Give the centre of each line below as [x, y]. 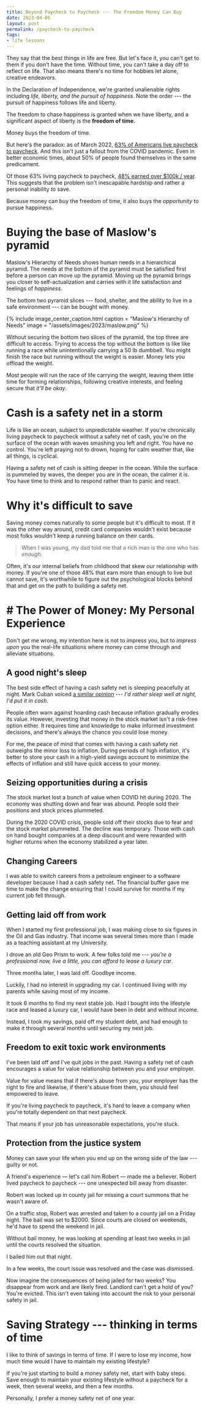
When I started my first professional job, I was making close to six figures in [102, 929]
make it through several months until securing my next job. [80, 1028]
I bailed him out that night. [39, 1256]
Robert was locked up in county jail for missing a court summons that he [97, 1194]
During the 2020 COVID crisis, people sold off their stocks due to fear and [99, 822]
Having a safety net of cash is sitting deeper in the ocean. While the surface [102, 467]
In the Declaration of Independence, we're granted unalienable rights [93, 89]
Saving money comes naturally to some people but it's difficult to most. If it [101, 523]
